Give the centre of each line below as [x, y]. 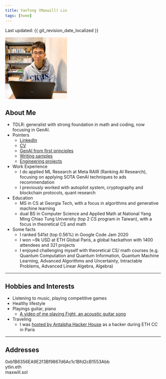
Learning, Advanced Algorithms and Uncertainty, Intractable [81, 261]
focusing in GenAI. [31, 130]
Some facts [24, 229]
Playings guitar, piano [34, 309]
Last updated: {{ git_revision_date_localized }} [52, 30]
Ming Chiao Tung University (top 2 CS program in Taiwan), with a [86, 219]
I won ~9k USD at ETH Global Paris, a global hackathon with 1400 [86, 240]
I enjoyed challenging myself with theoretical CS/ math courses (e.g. [89, 250]
